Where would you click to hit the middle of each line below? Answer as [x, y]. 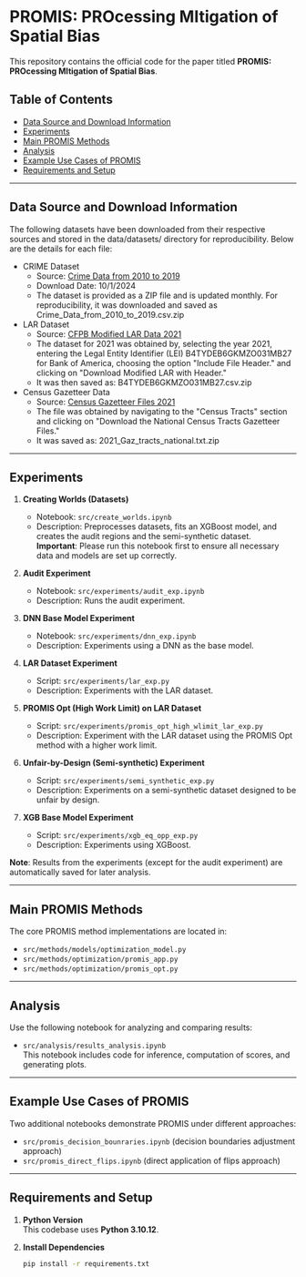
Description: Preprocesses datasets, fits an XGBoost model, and [157, 526]
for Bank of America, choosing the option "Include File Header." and [163, 363]
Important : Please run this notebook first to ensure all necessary [158, 546]
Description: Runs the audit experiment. [111, 601]
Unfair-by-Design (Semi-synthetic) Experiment [113, 763]
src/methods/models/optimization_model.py [104, 950]
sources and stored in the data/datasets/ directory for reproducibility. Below [152, 239]
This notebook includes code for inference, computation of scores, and [156, 1055]
